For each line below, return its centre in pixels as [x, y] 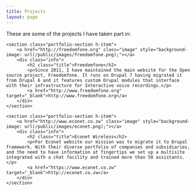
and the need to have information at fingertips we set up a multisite [95, 152]
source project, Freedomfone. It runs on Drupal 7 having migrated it [94, 75]
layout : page [22, 17]
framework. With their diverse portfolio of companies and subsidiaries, [98, 147]
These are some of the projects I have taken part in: [68, 33]
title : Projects [26, 11]
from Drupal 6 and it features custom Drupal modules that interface [93, 80]
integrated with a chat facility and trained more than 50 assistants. [95, 157]
